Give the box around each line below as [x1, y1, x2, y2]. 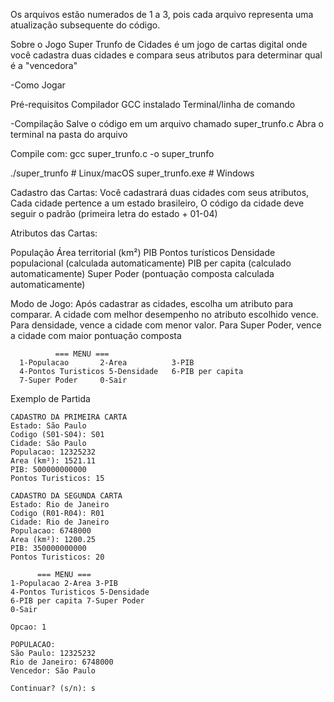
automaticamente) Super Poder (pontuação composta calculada [10, 268, 275, 279]
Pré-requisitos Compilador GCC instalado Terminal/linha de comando [10, 99, 296, 110]
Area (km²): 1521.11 [10, 456, 97, 466]
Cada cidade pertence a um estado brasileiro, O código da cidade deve [10, 197, 305, 209]
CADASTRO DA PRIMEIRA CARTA [10, 412, 128, 422]
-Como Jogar [10, 79, 66, 91]
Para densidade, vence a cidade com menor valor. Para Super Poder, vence [10, 319, 322, 331]
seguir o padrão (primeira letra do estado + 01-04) [10, 208, 218, 219]
